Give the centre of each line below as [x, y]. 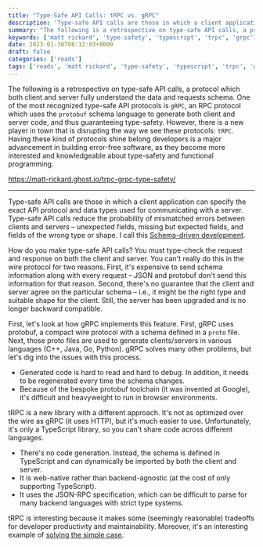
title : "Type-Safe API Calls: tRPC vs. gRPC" [83, 15]
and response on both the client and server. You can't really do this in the [126, 258]
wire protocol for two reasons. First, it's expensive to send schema [115, 267]
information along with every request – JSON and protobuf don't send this [127, 275]
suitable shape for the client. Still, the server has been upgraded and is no [127, 300]
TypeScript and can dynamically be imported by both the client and [128, 461]
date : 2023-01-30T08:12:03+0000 [61, 45]
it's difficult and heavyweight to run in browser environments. [118, 397]
